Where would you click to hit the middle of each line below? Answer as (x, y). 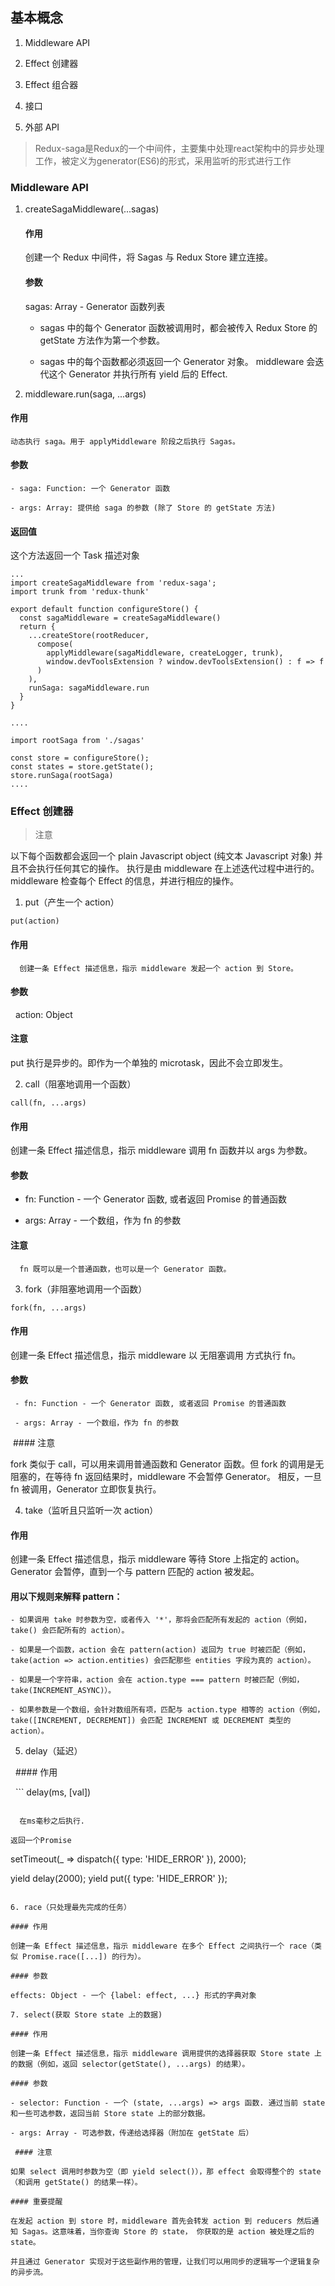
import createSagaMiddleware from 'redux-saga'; (113, 583)
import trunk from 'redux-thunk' (80, 592)
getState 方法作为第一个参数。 (102, 340)
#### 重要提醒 (36, 2202)
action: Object (43, 1014)
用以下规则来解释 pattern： (66, 1596)
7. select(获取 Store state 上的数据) (86, 2015)
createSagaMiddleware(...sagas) (92, 209)
